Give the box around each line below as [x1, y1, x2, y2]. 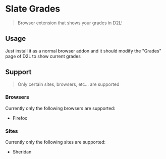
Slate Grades [5, 3, 61, 15]
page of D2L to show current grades [5, 53, 81, 59]
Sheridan [12, 149, 32, 155]
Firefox [12, 115, 28, 121]
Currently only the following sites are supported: [5, 139, 106, 145]
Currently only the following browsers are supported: [5, 105, 116, 111]
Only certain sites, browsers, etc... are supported [17, 81, 120, 87]
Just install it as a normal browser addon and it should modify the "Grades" [5, 47, 161, 54]
